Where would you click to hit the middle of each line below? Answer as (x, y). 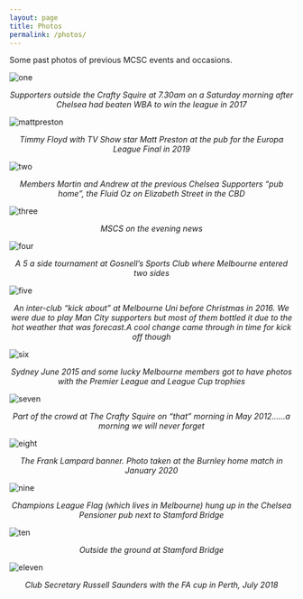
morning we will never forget (151, 426)
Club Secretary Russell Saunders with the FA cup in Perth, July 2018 (151, 585)
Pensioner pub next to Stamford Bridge (151, 515)
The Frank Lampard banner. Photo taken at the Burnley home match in (151, 461)
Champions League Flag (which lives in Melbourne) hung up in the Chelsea (151, 505)
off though (151, 337)
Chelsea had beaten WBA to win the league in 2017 (151, 105)
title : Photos (36, 26)
